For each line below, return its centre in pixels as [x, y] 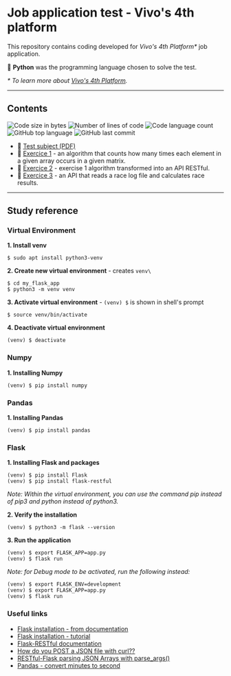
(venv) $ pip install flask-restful [59, 481]
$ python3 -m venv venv [41, 290]
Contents [27, 109]
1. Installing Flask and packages [53, 463]
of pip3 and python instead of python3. [63, 501]
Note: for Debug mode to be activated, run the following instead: [99, 572]
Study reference [43, 211]
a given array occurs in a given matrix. [71, 161]
